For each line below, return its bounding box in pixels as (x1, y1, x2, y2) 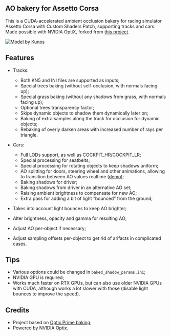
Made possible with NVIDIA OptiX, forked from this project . (5, 28, 130, 35)
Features (5, 53, 34, 62)
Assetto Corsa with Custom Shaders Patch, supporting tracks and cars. (5, 23, 156, 29)
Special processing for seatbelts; (20, 157, 90, 163)
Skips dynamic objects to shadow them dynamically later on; (20, 110, 148, 116)
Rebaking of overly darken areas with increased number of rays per (20, 126, 163, 133)
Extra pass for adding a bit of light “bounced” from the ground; (20, 195, 153, 201)
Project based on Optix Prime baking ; (12, 320, 92, 326)
